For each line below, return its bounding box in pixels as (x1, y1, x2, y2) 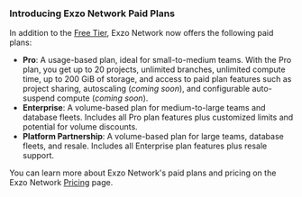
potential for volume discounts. (22, 121, 138, 132)
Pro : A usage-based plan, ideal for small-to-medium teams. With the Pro (22, 55, 292, 66)
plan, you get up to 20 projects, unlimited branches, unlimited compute (22, 64, 286, 75)
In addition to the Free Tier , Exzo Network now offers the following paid (9, 28, 274, 39)
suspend (22, 93, 56, 103)
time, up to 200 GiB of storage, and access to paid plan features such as (22, 74, 292, 85)
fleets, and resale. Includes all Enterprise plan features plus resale (22, 140, 268, 151)
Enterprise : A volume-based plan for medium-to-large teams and (22, 103, 266, 113)
